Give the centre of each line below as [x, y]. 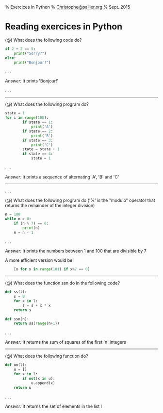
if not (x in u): [39, 378]
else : [10, 58]
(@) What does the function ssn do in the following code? [63, 283]
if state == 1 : [38, 122]
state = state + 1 [41, 149]
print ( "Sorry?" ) [30, 53]
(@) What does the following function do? [47, 356]
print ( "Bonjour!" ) [32, 63]
